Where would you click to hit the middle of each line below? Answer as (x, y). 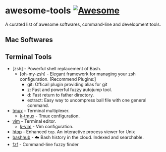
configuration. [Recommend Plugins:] (58, 79)
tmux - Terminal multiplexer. (41, 111)
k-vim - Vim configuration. (47, 127)
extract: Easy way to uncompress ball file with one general (87, 100)
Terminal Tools (28, 57)
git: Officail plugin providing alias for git (67, 85)
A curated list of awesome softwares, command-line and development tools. (83, 24)
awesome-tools (38, 11)
